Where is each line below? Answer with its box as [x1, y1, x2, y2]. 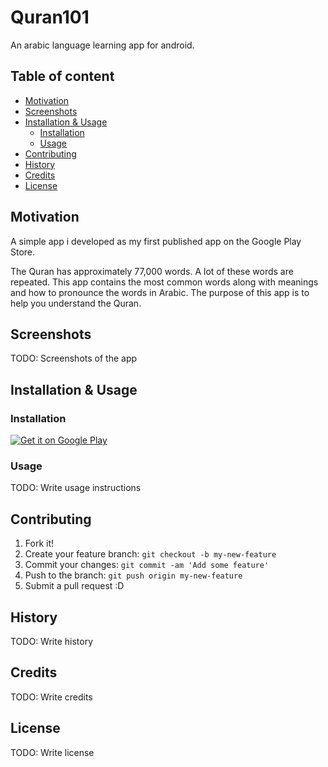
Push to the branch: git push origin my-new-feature [24, 569, 243, 581]
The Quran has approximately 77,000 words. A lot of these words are [10, 265, 294, 277]
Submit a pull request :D [24, 580, 125, 592]
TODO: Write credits [10, 691, 93, 703]
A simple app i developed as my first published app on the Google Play [10, 235, 302, 247]
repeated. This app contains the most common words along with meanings [10, 276, 319, 288]
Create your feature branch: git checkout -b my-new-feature [24, 548, 277, 560]
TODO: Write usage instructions [10, 482, 142, 494]
